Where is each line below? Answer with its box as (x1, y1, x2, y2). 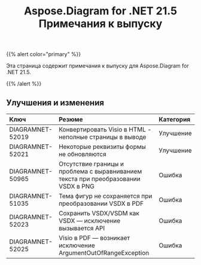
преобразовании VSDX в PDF (59, 199, 144, 208)
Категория (159, 115, 191, 123)
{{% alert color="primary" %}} (6, 51, 81, 58)
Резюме (59, 115, 83, 123)
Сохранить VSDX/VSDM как (59, 209, 139, 217)
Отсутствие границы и (59, 160, 124, 168)
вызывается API (59, 224, 105, 232)
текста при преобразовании (59, 175, 141, 183)
